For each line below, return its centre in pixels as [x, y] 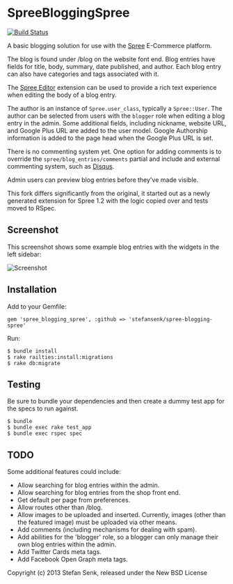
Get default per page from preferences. [74, 500]
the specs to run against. [43, 408]
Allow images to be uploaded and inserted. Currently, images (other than [121, 515]
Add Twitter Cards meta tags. [59, 552]
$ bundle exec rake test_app [49, 428]
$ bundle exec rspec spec [45, 433]
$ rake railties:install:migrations [60, 357]
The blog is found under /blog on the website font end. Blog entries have [111, 59]
